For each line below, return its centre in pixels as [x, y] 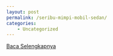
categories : [21, 23]
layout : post [23, 12]
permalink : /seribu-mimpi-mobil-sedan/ [57, 18]
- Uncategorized [38, 29]
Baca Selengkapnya [31, 46]
